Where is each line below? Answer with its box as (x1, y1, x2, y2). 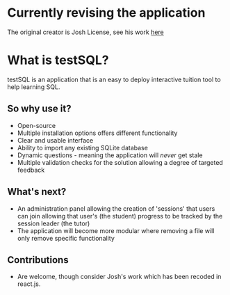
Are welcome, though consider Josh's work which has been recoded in (17, 273, 222, 281)
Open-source (17, 121, 56, 129)
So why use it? (7, 103, 72, 115)
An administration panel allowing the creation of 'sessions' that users (17, 204, 215, 213)
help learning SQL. (7, 82, 60, 91)
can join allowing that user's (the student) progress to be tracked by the (17, 212, 223, 220)
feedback (17, 166, 45, 174)
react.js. (17, 280, 41, 288)
